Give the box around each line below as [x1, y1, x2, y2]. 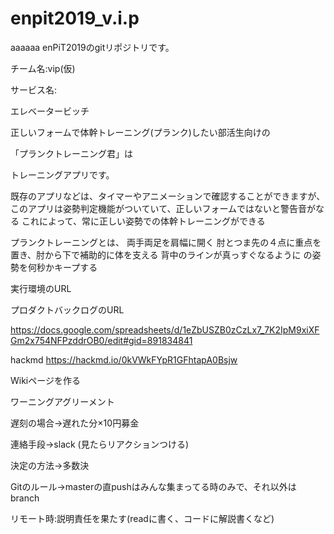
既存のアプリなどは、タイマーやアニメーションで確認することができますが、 [10, 190, 326, 202]
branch [10, 492, 40, 504]
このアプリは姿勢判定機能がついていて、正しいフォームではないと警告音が [10, 202, 317, 214]
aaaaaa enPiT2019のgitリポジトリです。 [10, 41, 175, 53]
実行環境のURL [10, 282, 72, 294]
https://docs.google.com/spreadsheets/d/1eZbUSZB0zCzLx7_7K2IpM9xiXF [10, 323, 320, 336]
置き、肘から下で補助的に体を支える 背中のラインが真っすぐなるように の [10, 248, 313, 261]
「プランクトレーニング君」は [10, 147, 133, 159]
